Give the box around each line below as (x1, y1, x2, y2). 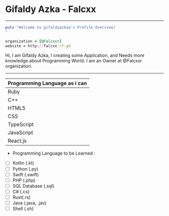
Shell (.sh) (12, 205, 34, 211)
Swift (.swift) (12, 171, 39, 177)
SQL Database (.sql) (12, 183, 54, 189)
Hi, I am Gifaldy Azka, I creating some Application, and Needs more (5, 52, 145, 58)
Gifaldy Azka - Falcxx (5, 4, 97, 15)
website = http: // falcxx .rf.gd (5, 43, 71, 48)
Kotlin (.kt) (12, 160, 34, 166)
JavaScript (8, 129, 34, 136)
